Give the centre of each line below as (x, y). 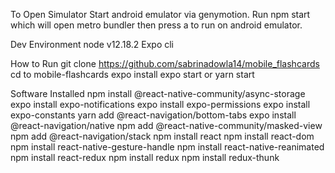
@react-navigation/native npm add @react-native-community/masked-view (166, 125)
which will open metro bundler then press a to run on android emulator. (156, 25)
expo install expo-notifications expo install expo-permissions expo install (160, 104)
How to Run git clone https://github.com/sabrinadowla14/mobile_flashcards (165, 63)
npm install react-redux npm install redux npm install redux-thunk (145, 157)
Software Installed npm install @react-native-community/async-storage (158, 93)
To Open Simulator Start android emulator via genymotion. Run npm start (160, 14)
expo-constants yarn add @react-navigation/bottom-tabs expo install (153, 115)
